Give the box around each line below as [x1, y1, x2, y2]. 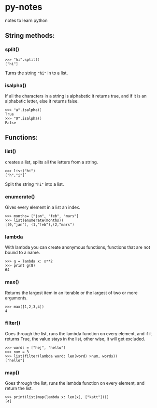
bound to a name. [5, 249, 40, 256]
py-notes [5, 1, 43, 13]
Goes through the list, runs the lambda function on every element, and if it [5, 330, 152, 336]
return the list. [5, 385, 33, 392]
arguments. [5, 295, 28, 301]
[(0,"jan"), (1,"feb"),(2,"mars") [5, 222, 75, 227]
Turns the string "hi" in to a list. [5, 70, 68, 76]
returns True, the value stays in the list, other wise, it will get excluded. [5, 336, 145, 342]
